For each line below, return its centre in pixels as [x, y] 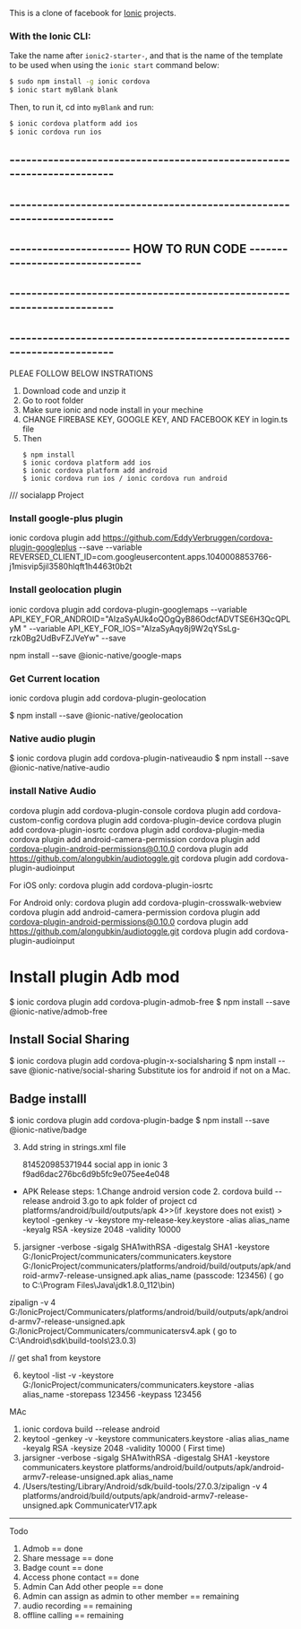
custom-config [37, 820]
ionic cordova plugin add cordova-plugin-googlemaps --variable [129, 609]
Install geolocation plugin [66, 589]
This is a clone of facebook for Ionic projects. [93, 13]
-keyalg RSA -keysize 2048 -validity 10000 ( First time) [124, 1449]
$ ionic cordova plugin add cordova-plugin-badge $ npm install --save [140, 1120]
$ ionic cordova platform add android [95, 471]
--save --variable [111, 547]
